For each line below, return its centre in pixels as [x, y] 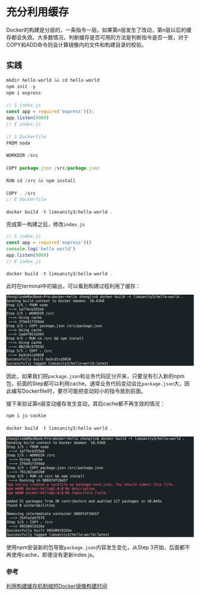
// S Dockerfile [26, 137]
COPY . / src [21, 193]
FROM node [18, 143]
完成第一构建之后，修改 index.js [46, 224]
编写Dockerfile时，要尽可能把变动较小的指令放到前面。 [79, 391]
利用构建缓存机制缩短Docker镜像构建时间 [57, 586]
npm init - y [21, 86]
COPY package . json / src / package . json [53, 168]
